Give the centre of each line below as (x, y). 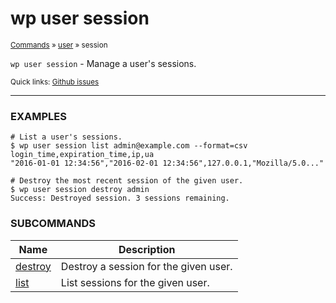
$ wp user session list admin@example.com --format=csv (129, 146)
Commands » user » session (59, 45)
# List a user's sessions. (66, 137)
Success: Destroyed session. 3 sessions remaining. (120, 198)
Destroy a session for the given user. (146, 266)
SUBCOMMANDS (53, 224)
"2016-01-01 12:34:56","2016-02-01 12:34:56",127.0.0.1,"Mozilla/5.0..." (167, 163)
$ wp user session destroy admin (80, 190)
